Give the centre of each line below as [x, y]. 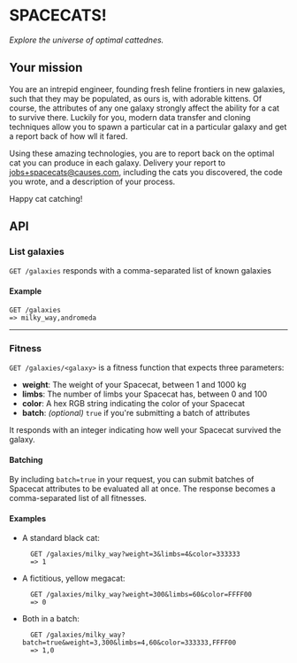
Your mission [46, 68]
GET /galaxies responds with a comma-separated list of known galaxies [141, 271]
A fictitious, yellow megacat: [73, 578]
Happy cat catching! [46, 198]
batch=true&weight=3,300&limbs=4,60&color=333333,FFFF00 [129, 643]
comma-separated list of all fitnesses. [78, 498]
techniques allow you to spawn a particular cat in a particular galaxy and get [148, 127]
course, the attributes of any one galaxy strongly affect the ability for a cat [145, 108]
